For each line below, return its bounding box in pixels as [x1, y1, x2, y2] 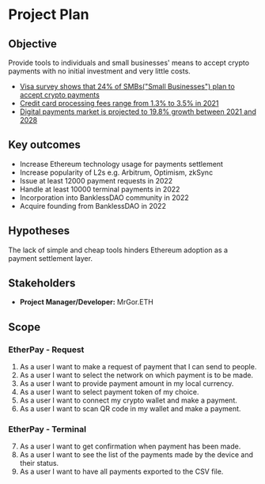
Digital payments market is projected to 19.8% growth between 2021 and [19, 107, 257, 116]
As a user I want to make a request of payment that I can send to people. [19, 362, 257, 372]
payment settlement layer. [8, 253, 93, 263]
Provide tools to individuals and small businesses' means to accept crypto [8, 58, 250, 67]
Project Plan [8, 6, 89, 24]
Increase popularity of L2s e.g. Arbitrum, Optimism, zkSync [19, 168, 214, 177]
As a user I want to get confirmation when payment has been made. [19, 441, 241, 452]
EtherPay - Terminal [8, 424, 87, 435]
